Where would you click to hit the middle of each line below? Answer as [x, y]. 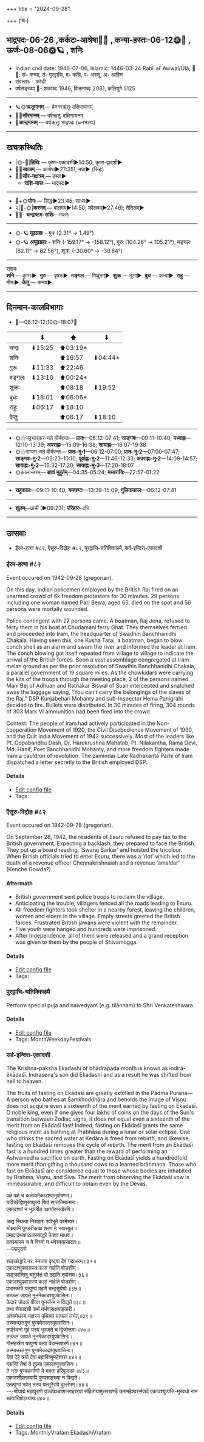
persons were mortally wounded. [48, 609]
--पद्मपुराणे [16, 1249]
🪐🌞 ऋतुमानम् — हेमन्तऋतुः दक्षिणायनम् [54, 107]
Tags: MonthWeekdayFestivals [53, 1039]
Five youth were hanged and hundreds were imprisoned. [86, 929]
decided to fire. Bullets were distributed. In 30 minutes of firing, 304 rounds [101, 705]
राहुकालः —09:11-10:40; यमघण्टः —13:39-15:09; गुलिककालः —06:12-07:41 [96, 490]
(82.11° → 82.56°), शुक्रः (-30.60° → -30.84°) [69, 251]
